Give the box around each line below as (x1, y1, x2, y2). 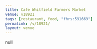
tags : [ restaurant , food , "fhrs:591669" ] (5, 16, 93, 21)
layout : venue (5, 26, 35, 31)
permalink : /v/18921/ (5, 21, 50, 26)
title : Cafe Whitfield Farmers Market (5, 7, 86, 12)
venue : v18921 (5, 12, 35, 17)
